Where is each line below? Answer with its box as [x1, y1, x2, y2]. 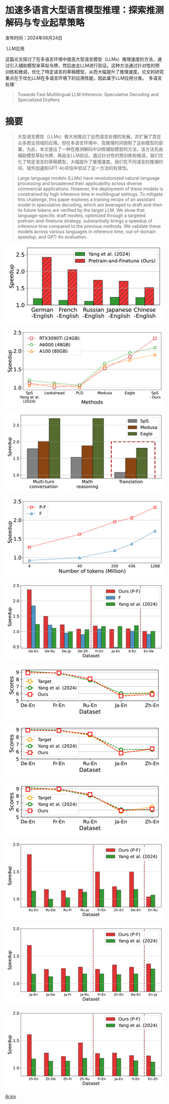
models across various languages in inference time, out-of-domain [17, 228, 156, 234]
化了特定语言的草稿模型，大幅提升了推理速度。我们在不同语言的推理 [17, 159, 159, 165]
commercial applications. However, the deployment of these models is [17, 186, 163, 192]
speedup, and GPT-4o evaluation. [17, 233, 88, 240]
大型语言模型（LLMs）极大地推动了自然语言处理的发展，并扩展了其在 [17, 133, 161, 139]
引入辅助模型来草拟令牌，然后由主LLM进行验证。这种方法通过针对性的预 [9, 62, 160, 68]
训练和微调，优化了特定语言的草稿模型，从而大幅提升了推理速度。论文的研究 [5, 68, 164, 74]
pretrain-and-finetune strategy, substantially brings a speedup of [17, 217, 152, 224]
